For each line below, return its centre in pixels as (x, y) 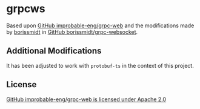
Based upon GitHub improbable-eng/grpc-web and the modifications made (100, 25)
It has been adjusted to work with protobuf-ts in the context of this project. (100, 65)
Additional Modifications (54, 51)
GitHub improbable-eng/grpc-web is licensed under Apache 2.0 (86, 99)
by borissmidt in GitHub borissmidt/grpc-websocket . (72, 31)
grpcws (26, 9)
